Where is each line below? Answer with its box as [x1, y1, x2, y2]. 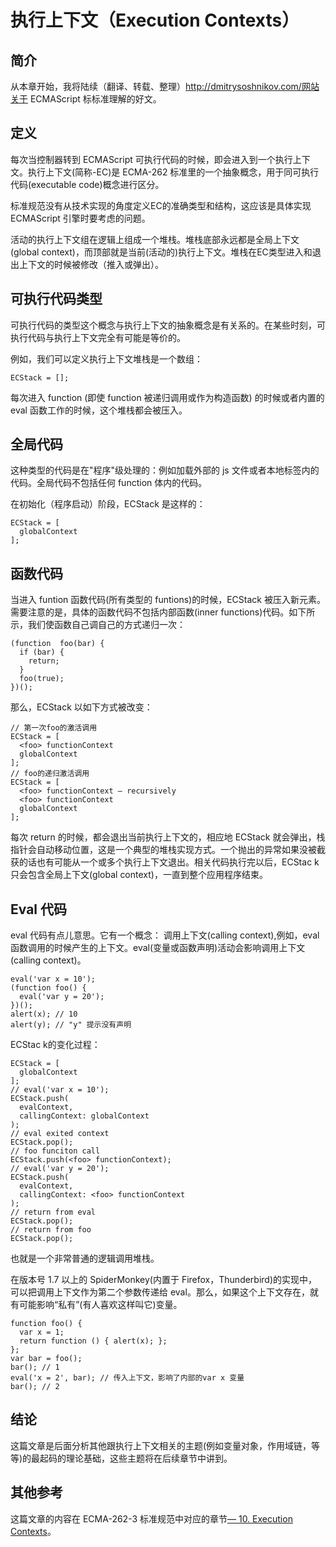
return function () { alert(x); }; [19, 1336, 168, 1346]
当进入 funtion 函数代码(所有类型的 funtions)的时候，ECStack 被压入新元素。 [10, 594, 326, 606]
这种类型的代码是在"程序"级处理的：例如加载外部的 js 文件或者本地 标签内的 [10, 464, 320, 476]
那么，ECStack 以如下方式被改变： [10, 701, 153, 713]
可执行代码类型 [10, 291, 103, 308]
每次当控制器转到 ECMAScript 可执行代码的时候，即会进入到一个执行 [10, 153, 293, 165]
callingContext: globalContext [19, 1111, 150, 1121]
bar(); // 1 [10, 1362, 60, 1373]
